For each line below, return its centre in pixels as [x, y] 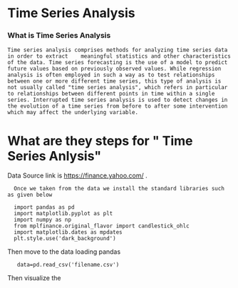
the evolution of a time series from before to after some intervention [118, 106]
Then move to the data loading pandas [64, 252]
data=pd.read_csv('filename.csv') [68, 265]
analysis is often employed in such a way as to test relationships [111, 75]
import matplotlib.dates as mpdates [68, 232]
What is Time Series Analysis [59, 36]
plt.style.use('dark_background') [65, 239]
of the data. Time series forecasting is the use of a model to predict [118, 63]
